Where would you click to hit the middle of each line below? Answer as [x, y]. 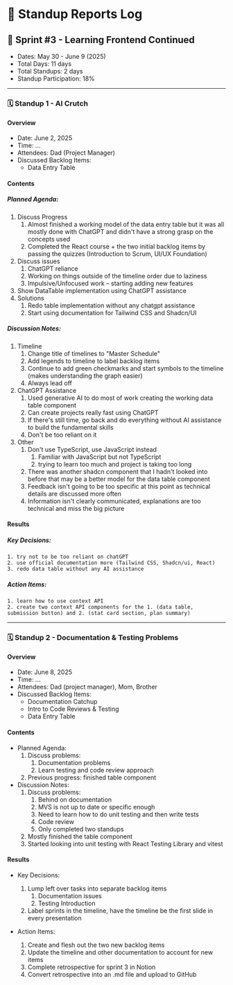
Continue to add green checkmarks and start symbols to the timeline [126, 368]
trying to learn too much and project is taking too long [115, 464]
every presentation [54, 918]
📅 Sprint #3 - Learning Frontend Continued [101, 40]
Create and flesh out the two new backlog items [96, 945]
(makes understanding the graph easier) [85, 376]
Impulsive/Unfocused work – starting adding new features [110, 283]
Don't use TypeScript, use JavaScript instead [92, 449]
